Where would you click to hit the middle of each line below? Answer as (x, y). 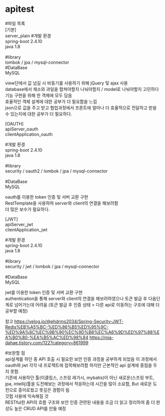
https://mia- (101, 337)
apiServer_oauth (22, 129)
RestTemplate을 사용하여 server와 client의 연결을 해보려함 (62, 203)
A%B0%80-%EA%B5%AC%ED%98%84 (47, 337)
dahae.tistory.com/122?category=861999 (47, 342)
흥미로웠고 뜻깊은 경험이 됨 (44, 390)
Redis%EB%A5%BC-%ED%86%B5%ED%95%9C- (57, 327)
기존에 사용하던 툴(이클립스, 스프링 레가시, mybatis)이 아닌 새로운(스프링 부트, (80, 377)
